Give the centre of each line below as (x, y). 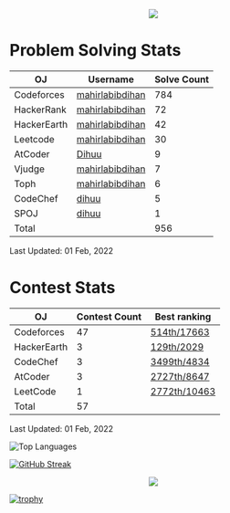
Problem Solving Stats (95, 51)
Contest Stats (63, 288)
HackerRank (40, 110)
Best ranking (183, 317)
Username (111, 79)
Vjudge (30, 169)
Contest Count (109, 317)
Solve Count (182, 79)
